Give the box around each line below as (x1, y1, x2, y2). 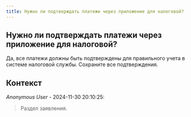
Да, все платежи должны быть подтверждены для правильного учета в (6, 55, 185, 62)
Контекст (6, 78, 42, 88)
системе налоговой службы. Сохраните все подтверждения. (6, 61, 159, 68)
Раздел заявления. (20, 105, 68, 112)
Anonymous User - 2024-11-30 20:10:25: (6, 94, 105, 101)
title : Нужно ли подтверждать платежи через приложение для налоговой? (6, 8, 184, 15)
